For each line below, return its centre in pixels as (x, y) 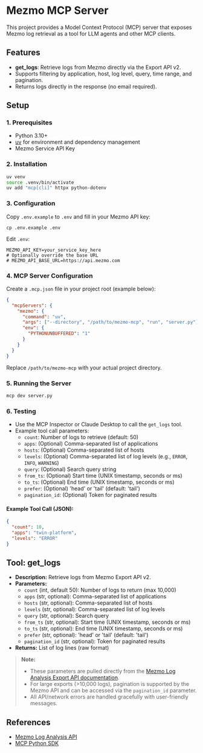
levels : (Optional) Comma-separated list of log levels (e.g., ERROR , (106, 457)
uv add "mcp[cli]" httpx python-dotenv (56, 188)
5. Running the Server (39, 383)
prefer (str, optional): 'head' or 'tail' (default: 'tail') (86, 635)
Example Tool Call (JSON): (40, 508)
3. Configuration (31, 203)
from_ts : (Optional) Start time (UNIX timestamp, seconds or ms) (103, 476)
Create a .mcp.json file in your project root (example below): (81, 289)
